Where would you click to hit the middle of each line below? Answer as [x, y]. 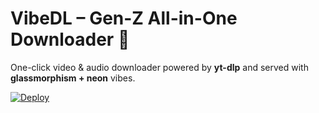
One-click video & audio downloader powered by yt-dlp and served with [159, 67]
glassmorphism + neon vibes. [73, 78]
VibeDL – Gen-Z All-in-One [124, 18]
